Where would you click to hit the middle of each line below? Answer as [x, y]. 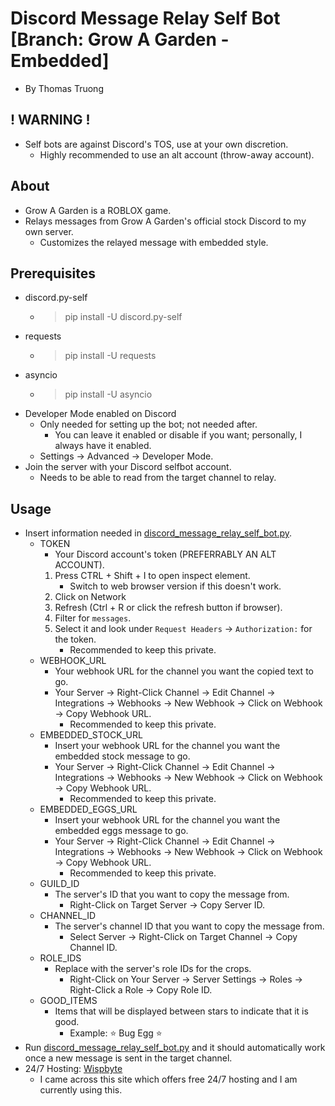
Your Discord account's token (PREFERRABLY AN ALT [165, 554]
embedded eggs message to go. [121, 831]
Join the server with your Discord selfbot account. [128, 467]
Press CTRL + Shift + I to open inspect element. [152, 576]
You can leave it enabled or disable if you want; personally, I [178, 435]
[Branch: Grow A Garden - [120, 39]
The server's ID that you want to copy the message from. [172, 894]
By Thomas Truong [64, 88]
